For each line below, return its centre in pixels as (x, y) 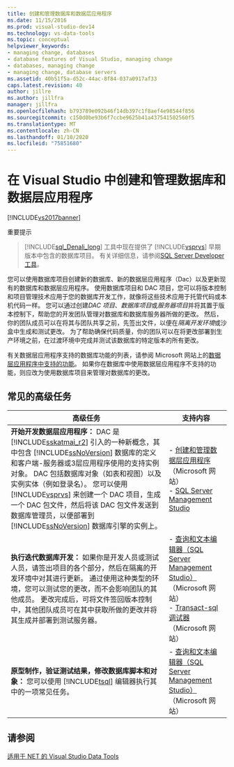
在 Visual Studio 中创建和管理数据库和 (117, 181)
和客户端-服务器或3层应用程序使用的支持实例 (85, 463)
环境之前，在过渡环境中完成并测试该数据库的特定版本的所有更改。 (108, 340)
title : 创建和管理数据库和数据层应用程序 (60, 14)
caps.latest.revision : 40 (45, 85)
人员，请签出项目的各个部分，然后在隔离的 (81, 568)
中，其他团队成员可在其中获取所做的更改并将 (84, 610)
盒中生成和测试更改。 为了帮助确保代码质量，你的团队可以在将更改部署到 (112, 332)
